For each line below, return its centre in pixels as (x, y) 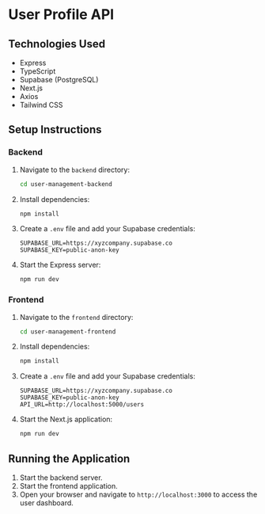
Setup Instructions (55, 129)
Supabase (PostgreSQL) (59, 80)
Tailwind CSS (41, 105)
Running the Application (69, 458)
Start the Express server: (60, 265)
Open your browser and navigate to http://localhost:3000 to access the (138, 495)
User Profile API (61, 15)
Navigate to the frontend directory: (76, 317)
